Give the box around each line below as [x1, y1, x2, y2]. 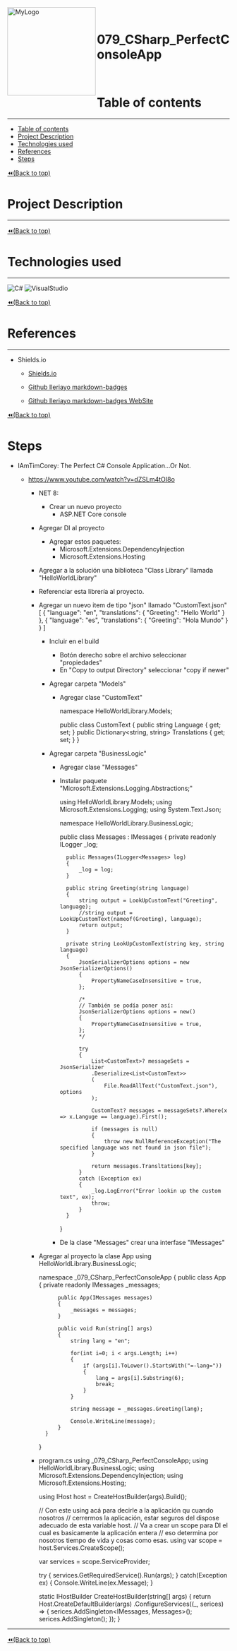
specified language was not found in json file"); [59, 1144, 212, 1151]
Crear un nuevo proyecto [49, 502, 122, 511]
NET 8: [38, 489, 59, 497]
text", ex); [59, 1193, 95, 1200]
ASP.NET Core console [59, 510, 127, 518]
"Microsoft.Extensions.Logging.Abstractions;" [59, 784, 193, 792]
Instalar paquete [59, 776, 107, 785]
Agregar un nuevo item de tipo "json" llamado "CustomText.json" [38, 600, 228, 609]
